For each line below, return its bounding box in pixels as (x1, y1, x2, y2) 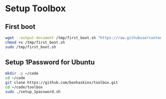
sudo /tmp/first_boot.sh (5, 45, 56, 49)
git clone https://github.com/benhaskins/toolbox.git (5, 80, 119, 85)
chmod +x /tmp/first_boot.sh (5, 40, 65, 45)
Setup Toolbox (5, 3, 66, 14)
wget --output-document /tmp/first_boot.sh (5, 35, 96, 40)
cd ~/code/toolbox (5, 85, 43, 90)
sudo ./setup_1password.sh (5, 89, 61, 94)
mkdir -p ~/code (5, 71, 39, 76)
